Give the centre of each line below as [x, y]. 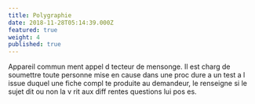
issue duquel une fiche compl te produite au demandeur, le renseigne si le [127, 84]
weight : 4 [24, 37]
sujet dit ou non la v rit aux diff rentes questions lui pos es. [103, 91]
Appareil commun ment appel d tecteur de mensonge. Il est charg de [119, 66]
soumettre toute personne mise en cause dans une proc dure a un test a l [127, 75]
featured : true [33, 30]
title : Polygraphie [40, 15]
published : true [35, 45]
